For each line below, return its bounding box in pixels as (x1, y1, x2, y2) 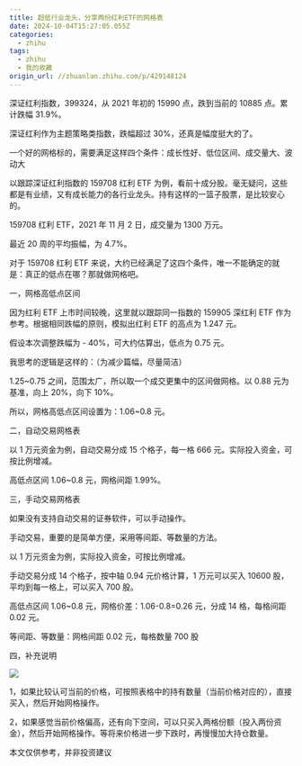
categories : (9, 30, 54, 39)
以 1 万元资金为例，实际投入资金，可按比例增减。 (9, 551, 191, 562)
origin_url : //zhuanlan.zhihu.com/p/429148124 (9, 72, 187, 81)
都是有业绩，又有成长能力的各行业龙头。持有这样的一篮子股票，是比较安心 (9, 188, 285, 199)
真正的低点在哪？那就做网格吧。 (24, 268, 144, 279)
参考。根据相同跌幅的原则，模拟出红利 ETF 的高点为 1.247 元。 (9, 318, 242, 329)
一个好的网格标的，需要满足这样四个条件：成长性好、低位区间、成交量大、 (9, 147, 285, 158)
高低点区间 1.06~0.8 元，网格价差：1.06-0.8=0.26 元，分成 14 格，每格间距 (9, 600, 287, 611)
